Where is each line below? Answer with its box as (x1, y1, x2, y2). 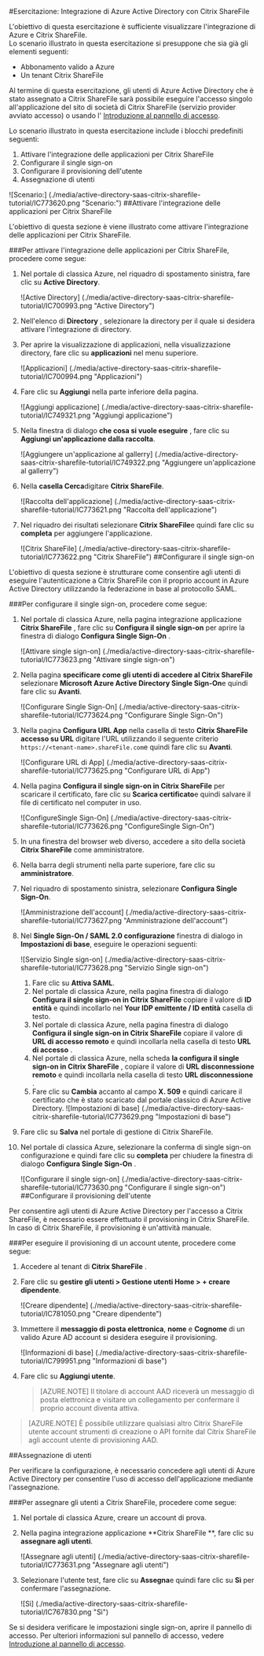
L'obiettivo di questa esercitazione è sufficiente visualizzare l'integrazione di (9, 22, 256, 31)
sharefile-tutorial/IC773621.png (20, 505, 122, 514)
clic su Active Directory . (20, 278, 101, 286)
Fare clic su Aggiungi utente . (20, 1371, 116, 1381)
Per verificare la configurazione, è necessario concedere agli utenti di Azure (9, 1466, 255, 1475)
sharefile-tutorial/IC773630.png (20, 1183, 123, 1192)
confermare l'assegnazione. (20, 1584, 112, 1593)
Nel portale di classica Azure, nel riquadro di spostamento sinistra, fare (20, 269, 251, 278)
